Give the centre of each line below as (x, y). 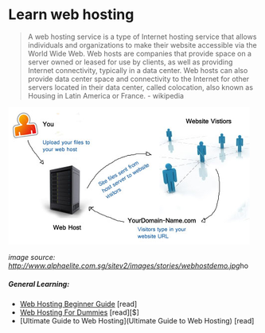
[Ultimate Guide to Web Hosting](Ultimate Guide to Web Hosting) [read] (137, 320)
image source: (32, 257)
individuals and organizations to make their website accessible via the (142, 45)
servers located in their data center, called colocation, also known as (140, 87)
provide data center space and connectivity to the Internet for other (138, 79)
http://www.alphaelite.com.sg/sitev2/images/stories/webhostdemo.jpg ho (129, 265)
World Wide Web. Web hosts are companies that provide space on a (140, 53)
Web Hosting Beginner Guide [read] (78, 304)
